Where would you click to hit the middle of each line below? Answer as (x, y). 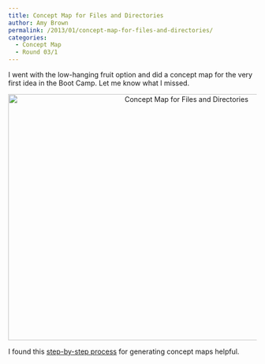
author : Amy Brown (38, 23)
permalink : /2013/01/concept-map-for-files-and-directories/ (111, 30)
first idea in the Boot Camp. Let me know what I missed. (99, 83)
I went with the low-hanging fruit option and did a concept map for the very (131, 75)
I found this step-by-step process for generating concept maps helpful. (124, 351)
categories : (28, 38)
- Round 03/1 (37, 52)
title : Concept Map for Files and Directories (86, 15)
